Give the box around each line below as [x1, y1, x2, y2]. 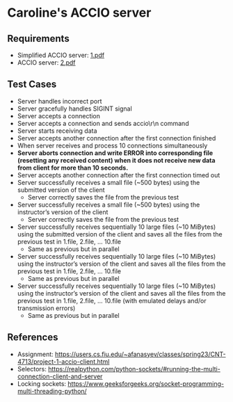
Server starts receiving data [17, 127, 97, 135]
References [7, 332, 58, 344]
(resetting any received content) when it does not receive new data [17, 156, 216, 164]
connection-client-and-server [17, 372, 103, 380]
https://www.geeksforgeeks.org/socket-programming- [67, 379, 225, 387]
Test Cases [7, 79, 57, 90]
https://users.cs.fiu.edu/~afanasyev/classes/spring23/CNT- [54, 350, 226, 358]
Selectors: [17, 364, 47, 373]
